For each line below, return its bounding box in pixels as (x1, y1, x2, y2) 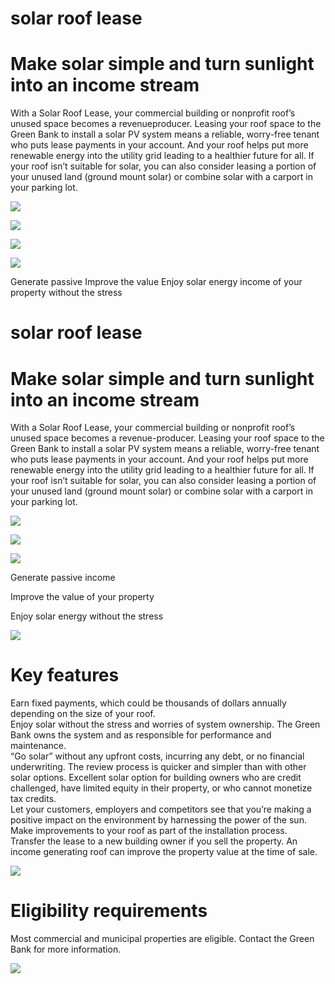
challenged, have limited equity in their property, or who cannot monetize (10, 782, 313, 794)
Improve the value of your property (10, 591, 155, 603)
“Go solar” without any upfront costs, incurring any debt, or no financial (10, 750, 305, 762)
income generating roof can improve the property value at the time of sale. (10, 846, 318, 858)
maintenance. (10, 740, 67, 752)
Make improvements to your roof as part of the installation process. (10, 825, 288, 837)
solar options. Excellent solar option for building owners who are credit (10, 772, 302, 784)
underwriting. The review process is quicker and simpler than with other (10, 761, 307, 773)
